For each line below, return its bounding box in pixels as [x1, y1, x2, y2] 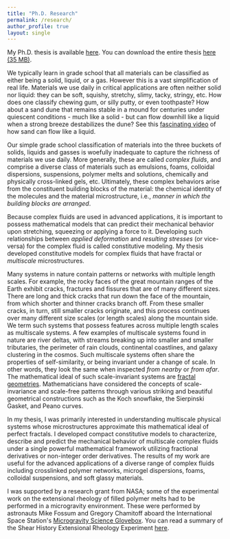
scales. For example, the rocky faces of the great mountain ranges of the [7, 277, 214, 286]
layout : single [7, 29, 51, 37]
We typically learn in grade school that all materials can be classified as [7, 69, 209, 77]
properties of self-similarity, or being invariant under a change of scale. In [7, 358, 216, 366]
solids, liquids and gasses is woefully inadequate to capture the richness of [7, 148, 220, 156]
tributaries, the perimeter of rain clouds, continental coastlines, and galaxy [7, 343, 218, 352]
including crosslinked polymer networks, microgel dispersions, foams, [7, 467, 205, 475]
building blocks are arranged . [7, 199, 91, 207]
